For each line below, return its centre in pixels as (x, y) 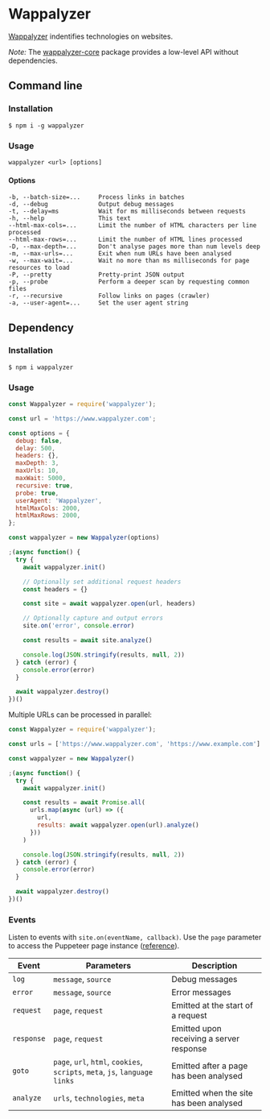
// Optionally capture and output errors (93, 618)
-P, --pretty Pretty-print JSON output (96, 275)
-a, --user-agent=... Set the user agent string (98, 303)
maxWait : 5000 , (41, 479)
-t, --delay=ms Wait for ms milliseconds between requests (127, 211)
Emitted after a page (210, 1066)
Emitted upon (197, 1029)
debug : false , (39, 441)
